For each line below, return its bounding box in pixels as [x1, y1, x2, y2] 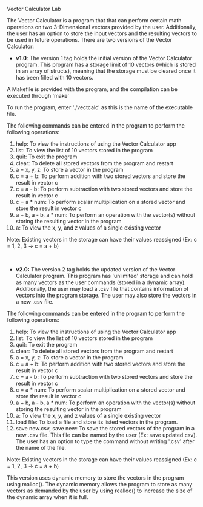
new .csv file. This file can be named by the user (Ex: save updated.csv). [15, 431, 198, 438]
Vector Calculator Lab [7, 5, 61, 12]
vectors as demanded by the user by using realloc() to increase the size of [7, 487, 193, 494]
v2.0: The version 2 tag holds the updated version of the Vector [15, 266, 176, 273]
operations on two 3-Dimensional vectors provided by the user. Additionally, [7, 24, 197, 30]
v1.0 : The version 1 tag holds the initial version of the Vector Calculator [15, 55, 193, 61]
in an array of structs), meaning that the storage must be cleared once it [15, 67, 196, 75]
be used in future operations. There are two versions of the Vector [7, 36, 172, 43]
